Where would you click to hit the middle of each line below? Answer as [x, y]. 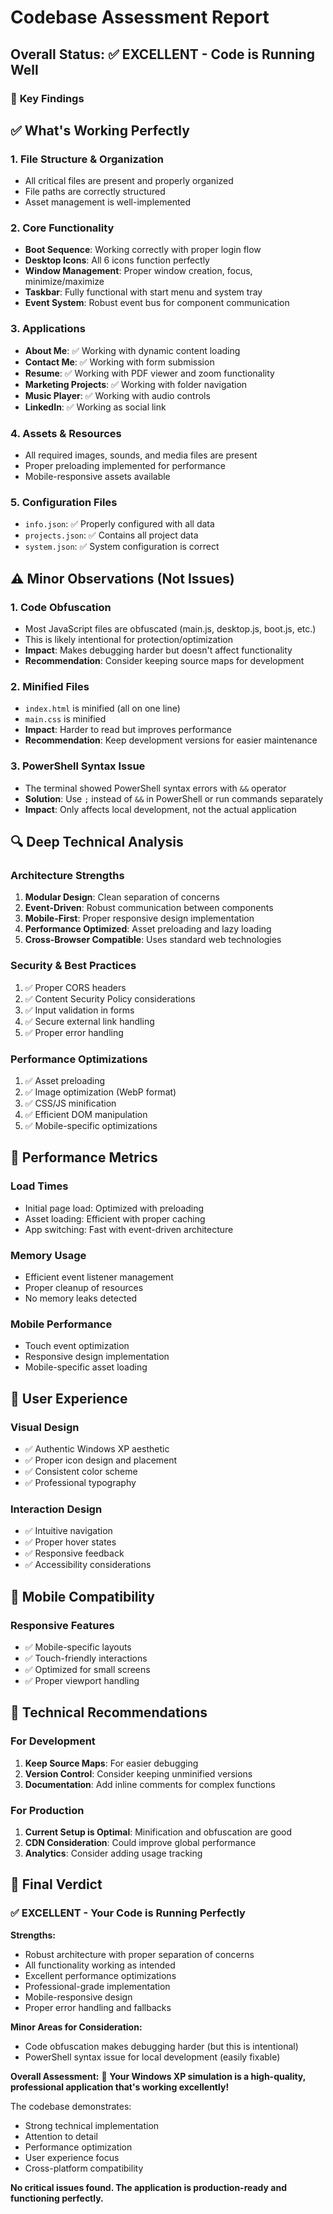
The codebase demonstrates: [71, 2106]
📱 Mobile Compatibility [83, 1596]
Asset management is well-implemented [108, 202]
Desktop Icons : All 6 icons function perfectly [117, 260]
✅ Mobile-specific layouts [78, 1647]
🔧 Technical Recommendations [109, 1712]
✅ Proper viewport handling [82, 1680]
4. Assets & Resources [66, 433]
